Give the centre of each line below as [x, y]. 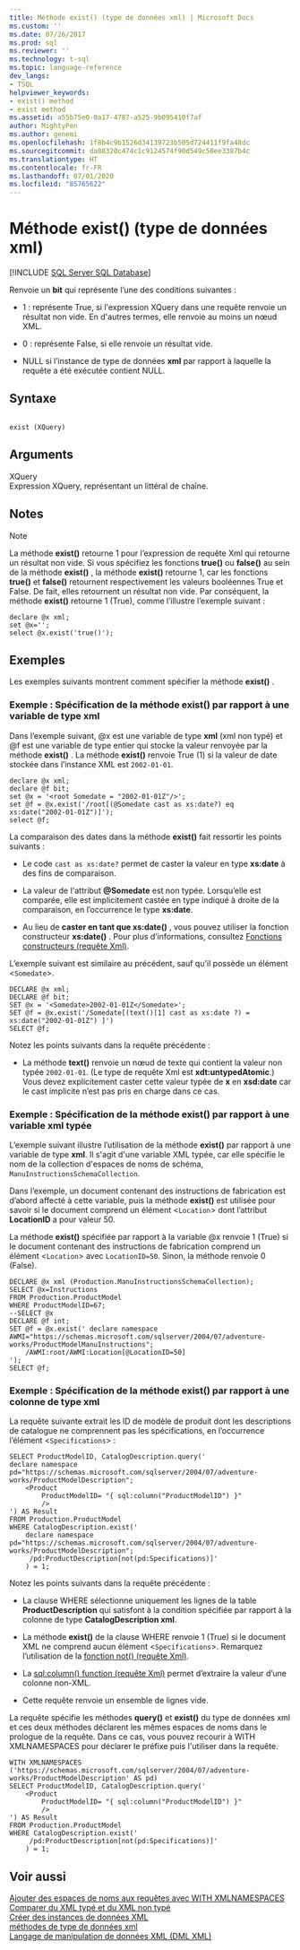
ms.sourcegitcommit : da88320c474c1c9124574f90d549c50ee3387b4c [130, 151]
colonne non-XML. [56, 1683]
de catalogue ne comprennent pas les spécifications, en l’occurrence [137, 1431]
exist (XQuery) [38, 427]
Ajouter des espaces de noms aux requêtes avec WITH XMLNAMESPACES [147, 1898]
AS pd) [146, 1779]
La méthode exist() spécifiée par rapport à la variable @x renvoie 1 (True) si [149, 1236]
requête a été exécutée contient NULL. [94, 371]
